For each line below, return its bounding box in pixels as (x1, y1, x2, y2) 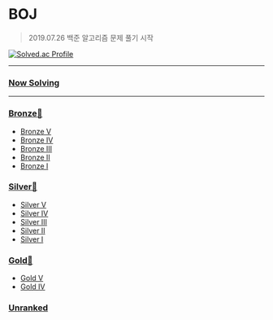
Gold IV (19, 282, 45, 292)
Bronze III (19, 143, 53, 153)
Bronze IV (19, 135, 54, 145)
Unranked (8, 302, 49, 313)
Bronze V (19, 126, 51, 136)
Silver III (19, 217, 47, 226)
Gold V (19, 274, 44, 283)
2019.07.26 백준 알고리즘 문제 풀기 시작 (28, 33, 154, 42)
